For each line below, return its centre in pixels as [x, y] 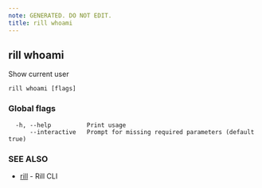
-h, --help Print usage [71, 125]
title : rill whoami [41, 23]
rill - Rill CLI [39, 176]
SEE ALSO [28, 159]
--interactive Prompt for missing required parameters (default [142, 132]
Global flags [32, 109]
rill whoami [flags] [43, 89]
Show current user [39, 74]
